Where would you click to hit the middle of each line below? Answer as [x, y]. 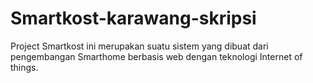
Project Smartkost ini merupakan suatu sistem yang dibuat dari [139, 46]
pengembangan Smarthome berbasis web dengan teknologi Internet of [156, 56]
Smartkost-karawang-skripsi [133, 18]
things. [24, 67]
